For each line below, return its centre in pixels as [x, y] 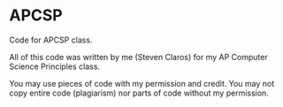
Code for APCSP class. [51, 40]
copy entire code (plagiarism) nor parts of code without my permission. [139, 93]
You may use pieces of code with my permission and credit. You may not [142, 83]
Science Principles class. [54, 66]
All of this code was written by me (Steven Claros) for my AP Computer [138, 57]
